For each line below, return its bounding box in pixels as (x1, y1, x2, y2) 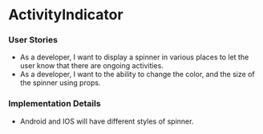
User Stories (8, 35, 59, 46)
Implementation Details (8, 98, 102, 109)
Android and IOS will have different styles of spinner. (19, 116, 194, 126)
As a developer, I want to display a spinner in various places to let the (19, 52, 249, 62)
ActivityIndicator (8, 6, 123, 24)
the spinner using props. (19, 78, 101, 87)
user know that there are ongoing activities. (19, 61, 164, 71)
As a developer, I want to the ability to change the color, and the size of (19, 70, 255, 79)
